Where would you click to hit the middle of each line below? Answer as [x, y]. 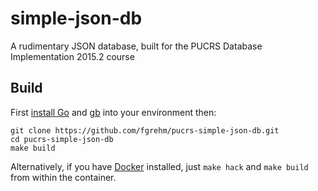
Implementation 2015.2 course [72, 56]
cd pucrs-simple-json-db [62, 139]
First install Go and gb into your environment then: [113, 112]
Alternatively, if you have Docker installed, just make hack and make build [159, 166]
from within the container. [63, 177]
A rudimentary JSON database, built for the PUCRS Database [136, 46]
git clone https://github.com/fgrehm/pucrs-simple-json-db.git [145, 130]
